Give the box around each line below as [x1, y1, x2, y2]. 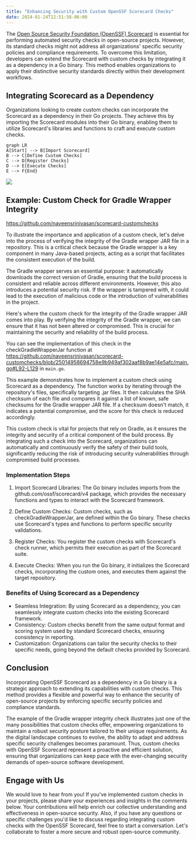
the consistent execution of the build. [6, 256, 96, 263]
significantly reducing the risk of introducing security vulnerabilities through [6, 450, 189, 457]
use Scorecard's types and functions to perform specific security [14, 520, 173, 528]
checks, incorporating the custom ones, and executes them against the [14, 568, 186, 575]
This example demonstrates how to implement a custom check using [6, 377, 172, 384]
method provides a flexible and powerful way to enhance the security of [6, 691, 180, 698]
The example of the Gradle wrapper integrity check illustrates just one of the [6, 715, 191, 722]
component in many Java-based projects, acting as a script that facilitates [6, 250, 185, 257]
